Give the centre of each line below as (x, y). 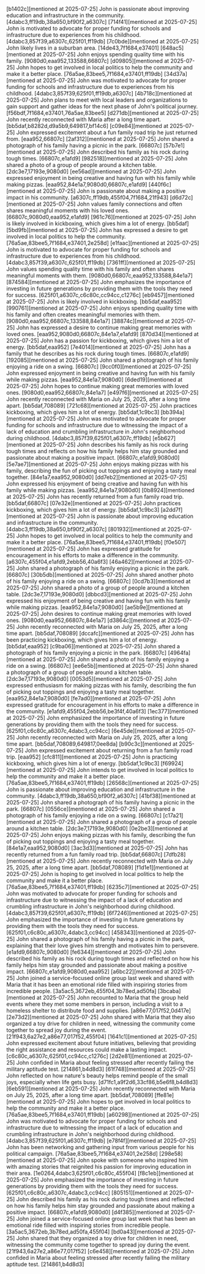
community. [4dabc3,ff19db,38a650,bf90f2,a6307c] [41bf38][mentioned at (101, 796)
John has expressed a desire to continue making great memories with (104, 328)
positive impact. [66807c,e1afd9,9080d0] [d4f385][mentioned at (88, 1212)
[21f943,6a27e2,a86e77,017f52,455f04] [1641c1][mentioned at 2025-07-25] (102, 1036)
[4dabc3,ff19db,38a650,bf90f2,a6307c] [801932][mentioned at (86, 529)
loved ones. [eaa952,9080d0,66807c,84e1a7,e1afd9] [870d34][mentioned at (102, 334)
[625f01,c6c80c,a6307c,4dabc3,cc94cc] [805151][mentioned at (87, 1193)
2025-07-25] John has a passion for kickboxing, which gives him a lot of (98, 340)
